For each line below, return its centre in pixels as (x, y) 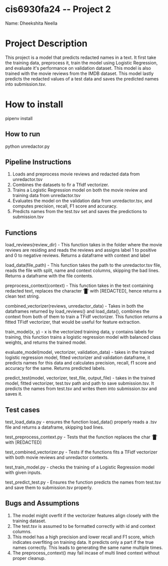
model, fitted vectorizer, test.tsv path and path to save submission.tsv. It (79, 384)
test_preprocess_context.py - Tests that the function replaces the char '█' (81, 437)
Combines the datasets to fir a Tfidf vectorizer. (61, 185)
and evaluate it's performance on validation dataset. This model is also (78, 68)
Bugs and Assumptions (42, 503)
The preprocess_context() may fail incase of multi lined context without (86, 553)
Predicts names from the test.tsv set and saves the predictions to (79, 212)
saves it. (14, 394)
